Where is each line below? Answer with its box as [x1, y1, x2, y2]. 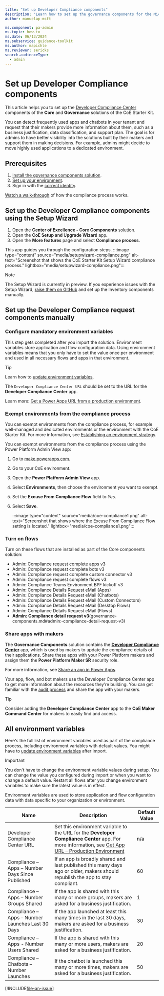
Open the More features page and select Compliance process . [12, 237, 140, 243]
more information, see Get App [54, 841, 125, 848]
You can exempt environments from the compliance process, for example [5, 421, 153, 427]
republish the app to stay [54, 874, 111, 881]
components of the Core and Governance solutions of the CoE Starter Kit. [5, 110, 155, 115]
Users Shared [7, 947, 39, 953]
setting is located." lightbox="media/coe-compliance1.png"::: [12, 523, 135, 529]
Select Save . [12, 503, 38, 509]
